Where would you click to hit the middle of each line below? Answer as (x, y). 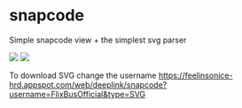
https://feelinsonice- (195, 75)
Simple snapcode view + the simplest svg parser (98, 40)
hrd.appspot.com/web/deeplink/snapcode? (88, 84)
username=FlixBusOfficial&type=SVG (78, 94)
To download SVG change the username (83, 75)
